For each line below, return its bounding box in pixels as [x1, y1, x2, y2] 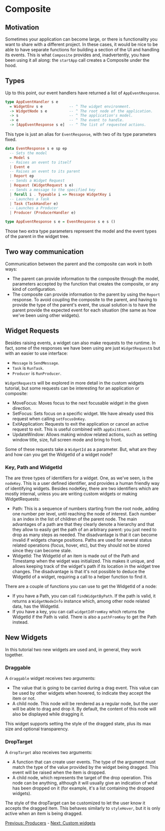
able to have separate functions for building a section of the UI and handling [5, 47, 160, 52]
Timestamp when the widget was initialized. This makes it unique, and [12, 558, 155, 564]
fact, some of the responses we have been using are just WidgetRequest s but [5, 345, 161, 351]
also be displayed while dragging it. [12, 711, 85, 717]
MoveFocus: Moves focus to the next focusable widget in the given [12, 400, 149, 406]
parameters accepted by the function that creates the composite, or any [12, 280, 159, 287]
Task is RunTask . [12, 365, 44, 371]
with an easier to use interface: [5, 350, 68, 356]
